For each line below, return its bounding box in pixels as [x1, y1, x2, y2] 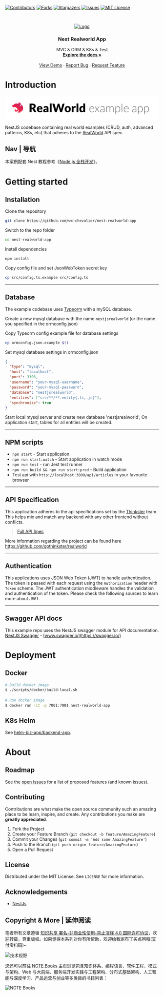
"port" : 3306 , [9, 375, 38, 380]
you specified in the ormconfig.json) [5, 321, 78, 326]
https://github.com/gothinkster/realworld [5, 543, 87, 549]
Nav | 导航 [5, 144, 36, 153]
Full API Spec [17, 528, 44, 534]
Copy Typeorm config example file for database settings [5, 330, 119, 336]
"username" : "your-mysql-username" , [9, 380, 84, 385]
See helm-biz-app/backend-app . [5, 730, 72, 735]
